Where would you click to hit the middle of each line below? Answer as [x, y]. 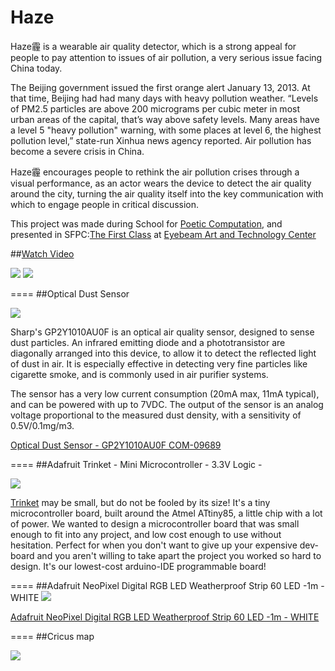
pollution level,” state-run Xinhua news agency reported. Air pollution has [161, 140]
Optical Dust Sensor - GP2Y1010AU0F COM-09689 [116, 445]
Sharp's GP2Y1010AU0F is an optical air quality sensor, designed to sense [162, 332]
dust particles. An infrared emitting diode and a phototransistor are [148, 342]
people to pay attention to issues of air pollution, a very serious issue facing [166, 57]
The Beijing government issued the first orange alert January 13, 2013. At [160, 87]
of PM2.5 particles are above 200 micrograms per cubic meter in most [155, 108]
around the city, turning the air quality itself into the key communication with [167, 193]
